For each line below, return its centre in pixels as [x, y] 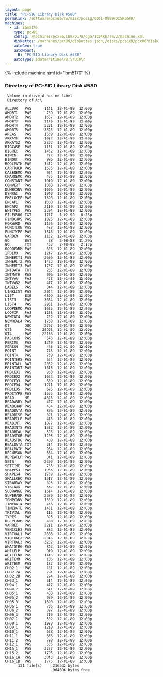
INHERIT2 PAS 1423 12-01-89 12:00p [49, 261]
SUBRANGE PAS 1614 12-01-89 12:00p [49, 491]
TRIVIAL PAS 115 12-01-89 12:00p [49, 512]
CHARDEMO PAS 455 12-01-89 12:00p [49, 176]
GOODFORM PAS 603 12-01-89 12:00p [49, 249]
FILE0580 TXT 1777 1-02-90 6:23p [49, 215]
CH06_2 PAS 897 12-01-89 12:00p [49, 610]
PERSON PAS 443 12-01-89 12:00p [49, 347]
